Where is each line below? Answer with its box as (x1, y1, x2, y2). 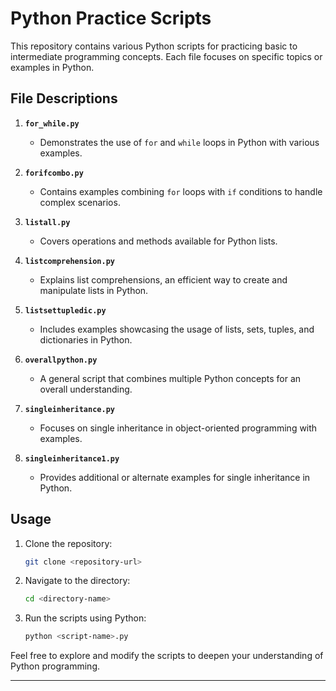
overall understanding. (39, 383, 133, 395)
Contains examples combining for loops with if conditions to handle (39, 185, 323, 197)
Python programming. (10, 660, 101, 672)
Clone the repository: (24, 537, 113, 549)
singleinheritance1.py (24, 453, 120, 464)
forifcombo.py (24, 168, 84, 178)
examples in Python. (10, 61, 95, 73)
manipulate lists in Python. (39, 284, 149, 296)
